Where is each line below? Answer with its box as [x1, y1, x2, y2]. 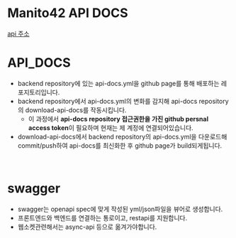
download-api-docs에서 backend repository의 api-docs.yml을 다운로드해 [17, 132, 227, 141]
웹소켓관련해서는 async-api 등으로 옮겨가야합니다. [17, 222, 157, 231]
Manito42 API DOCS [7, 5, 129, 21]
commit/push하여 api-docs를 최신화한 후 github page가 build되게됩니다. [17, 141, 223, 150]
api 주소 [7, 29, 30, 38]
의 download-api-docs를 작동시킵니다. [17, 105, 127, 114]
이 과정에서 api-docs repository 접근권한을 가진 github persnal [28, 114, 209, 123]
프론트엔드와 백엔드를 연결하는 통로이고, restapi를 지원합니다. [17, 213, 188, 222]
